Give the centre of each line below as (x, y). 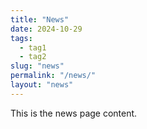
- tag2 (33, 57)
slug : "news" (37, 66)
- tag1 (33, 47)
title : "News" (40, 19)
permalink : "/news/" (53, 76)
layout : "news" (42, 85)
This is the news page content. (74, 113)
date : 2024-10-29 (46, 29)
